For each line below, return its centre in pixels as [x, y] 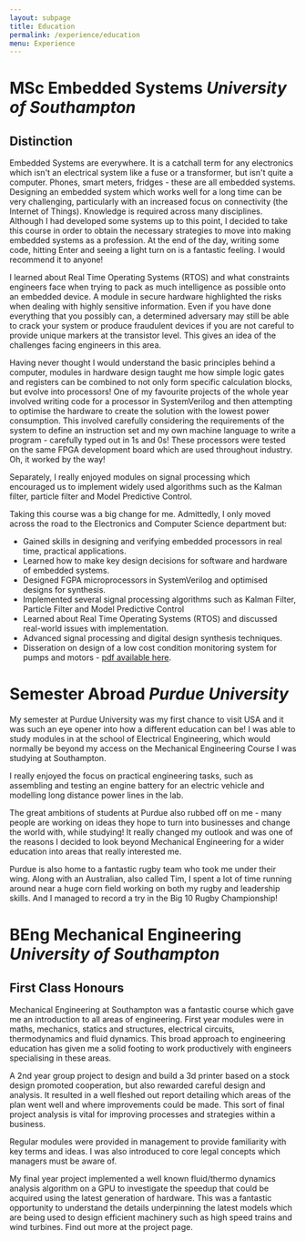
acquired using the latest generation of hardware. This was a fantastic [141, 1198]
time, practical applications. [75, 551]
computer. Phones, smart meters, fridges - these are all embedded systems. [153, 182]
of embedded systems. [66, 571]
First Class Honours [67, 987]
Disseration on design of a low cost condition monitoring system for [150, 648]
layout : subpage [40, 18]
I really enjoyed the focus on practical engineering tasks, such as [131, 776]
